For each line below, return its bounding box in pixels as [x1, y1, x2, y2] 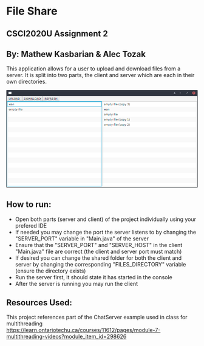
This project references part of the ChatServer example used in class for [6, 314, 188, 321]
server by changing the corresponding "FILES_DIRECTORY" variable [15, 260, 186, 268]
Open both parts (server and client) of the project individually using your [15, 215, 196, 223]
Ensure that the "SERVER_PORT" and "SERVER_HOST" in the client [15, 241, 183, 248]
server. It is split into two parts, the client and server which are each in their [6, 72, 195, 79]
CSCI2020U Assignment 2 [6, 29, 108, 39]
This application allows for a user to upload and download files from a [6, 65, 181, 72]
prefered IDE [15, 222, 47, 229]
